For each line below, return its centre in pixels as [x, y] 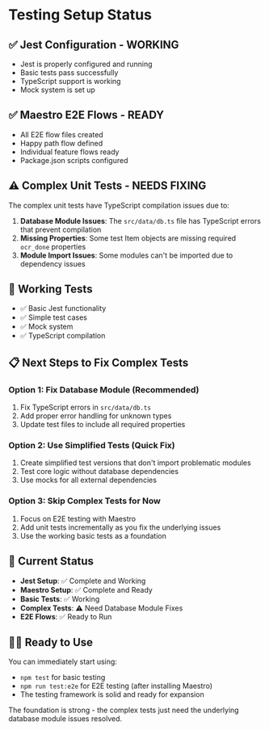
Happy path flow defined [61, 143]
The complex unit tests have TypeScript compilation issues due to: [119, 205]
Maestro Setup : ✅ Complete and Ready [86, 589]
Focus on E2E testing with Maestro [78, 518]
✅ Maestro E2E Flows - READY [86, 115]
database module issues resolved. [65, 719]
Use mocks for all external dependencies [88, 480]
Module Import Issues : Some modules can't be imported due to [126, 255]
